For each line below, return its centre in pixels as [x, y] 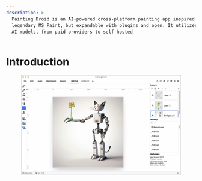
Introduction [38, 62]
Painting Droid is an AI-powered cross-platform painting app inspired [103, 19]
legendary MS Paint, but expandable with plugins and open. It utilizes [105, 25]
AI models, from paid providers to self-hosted [72, 32]
